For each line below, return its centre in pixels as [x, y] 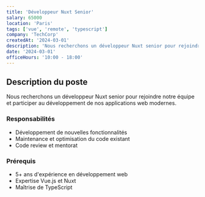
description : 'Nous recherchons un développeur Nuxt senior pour [91, 46]
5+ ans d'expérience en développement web [71, 174]
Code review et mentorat [46, 145]
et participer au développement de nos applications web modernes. [92, 103]
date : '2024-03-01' [31, 52]
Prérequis [21, 161]
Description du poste [47, 82]
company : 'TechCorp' [33, 35]
